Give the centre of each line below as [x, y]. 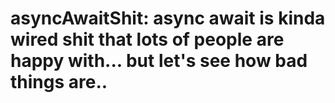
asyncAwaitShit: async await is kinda [168, 18]
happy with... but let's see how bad [159, 61]
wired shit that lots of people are [147, 39]
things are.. [59, 82]
